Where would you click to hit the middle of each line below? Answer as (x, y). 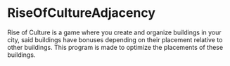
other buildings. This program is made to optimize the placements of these (115, 47)
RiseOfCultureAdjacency (82, 13)
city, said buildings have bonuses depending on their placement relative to (115, 39)
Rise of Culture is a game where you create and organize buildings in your (114, 32)
